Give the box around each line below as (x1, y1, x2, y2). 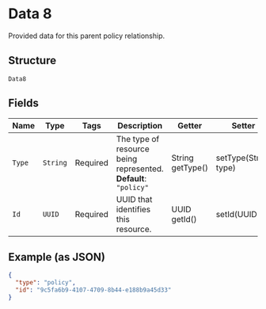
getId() (171, 213, 197, 224)
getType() (171, 162, 208, 173)
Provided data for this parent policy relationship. (8, 31, 165, 40)
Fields (8, 97, 40, 110)
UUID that (116, 193, 153, 204)
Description (117, 120, 163, 131)
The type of (116, 133, 160, 144)
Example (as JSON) (8, 250, 105, 264)
